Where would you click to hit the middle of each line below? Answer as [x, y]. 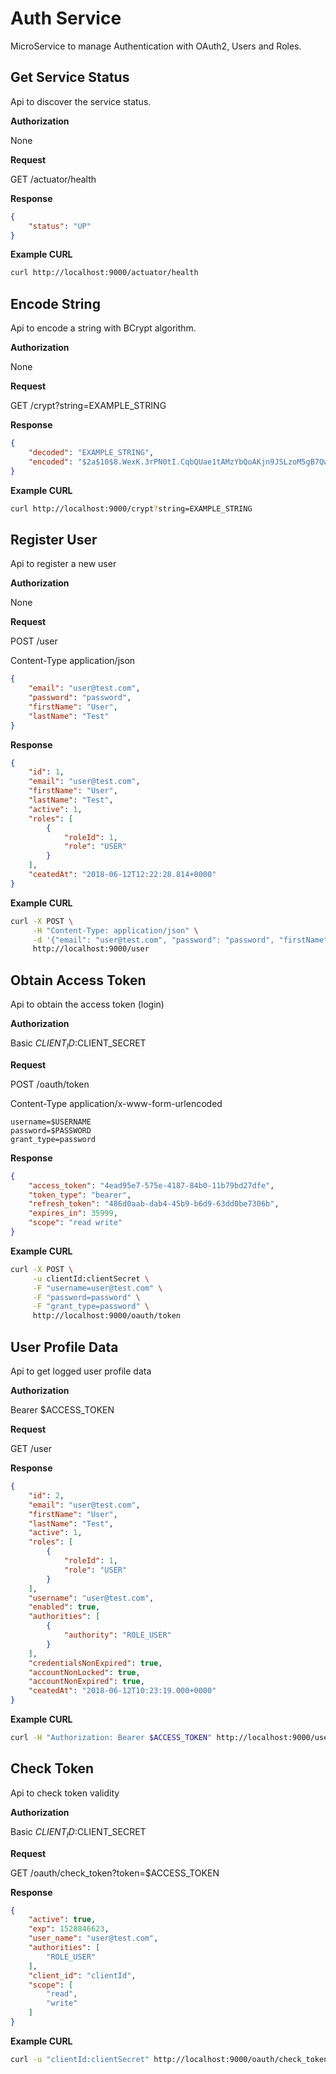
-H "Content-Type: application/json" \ [115, 930]
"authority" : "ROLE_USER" [117, 1635]
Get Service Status [70, 77]
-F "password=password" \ [86, 1297]
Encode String [55, 303]
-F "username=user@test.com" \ [97, 1288]
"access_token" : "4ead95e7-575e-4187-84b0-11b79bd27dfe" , [151, 1185]
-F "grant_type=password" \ [91, 1307]
